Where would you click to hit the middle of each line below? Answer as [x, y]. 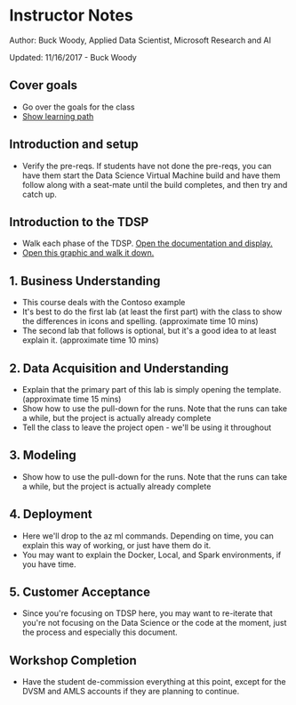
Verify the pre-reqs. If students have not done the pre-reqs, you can [147, 166]
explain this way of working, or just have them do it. [116, 545]
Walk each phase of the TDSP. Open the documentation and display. [147, 243]
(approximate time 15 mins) [72, 399]
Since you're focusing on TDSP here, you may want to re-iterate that [147, 613]
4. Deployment [51, 514]
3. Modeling [43, 455]
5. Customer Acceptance [80, 592]
